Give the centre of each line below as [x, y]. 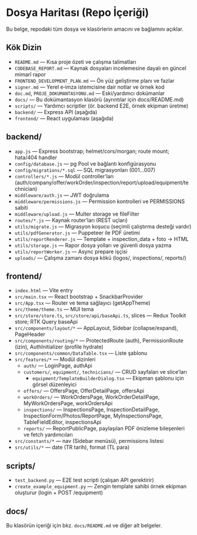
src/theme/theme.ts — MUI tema [54, 309]
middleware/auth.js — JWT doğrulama [62, 195]
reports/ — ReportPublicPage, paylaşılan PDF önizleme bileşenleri [104, 429]
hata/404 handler [36, 157]
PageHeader [30, 334]
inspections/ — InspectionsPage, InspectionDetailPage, [91, 410]
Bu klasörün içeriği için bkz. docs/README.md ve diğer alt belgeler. [84, 525]
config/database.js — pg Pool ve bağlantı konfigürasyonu [85, 164]
